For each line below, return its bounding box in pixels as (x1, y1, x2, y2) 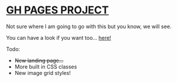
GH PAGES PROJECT (6, 4, 109, 17)
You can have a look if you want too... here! (6, 34, 112, 41)
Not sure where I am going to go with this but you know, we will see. (6, 23, 172, 30)
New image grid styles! (14, 69, 71, 76)
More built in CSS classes (14, 63, 77, 70)
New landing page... (14, 57, 64, 64)
